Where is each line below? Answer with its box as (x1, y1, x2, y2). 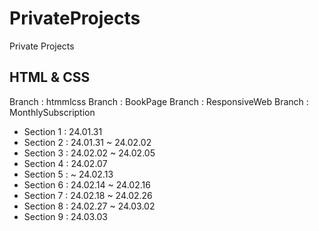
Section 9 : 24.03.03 (23, 210, 108, 222)
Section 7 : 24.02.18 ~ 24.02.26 (23, 189, 153, 201)
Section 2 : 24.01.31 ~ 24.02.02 (23, 136, 152, 148)
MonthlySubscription (9, 106, 96, 118)
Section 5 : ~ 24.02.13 (23, 168, 114, 180)
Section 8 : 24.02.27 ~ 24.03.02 (23, 200, 156, 212)
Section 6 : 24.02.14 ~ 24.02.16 (23, 178, 151, 191)
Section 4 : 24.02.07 (23, 157, 108, 169)
